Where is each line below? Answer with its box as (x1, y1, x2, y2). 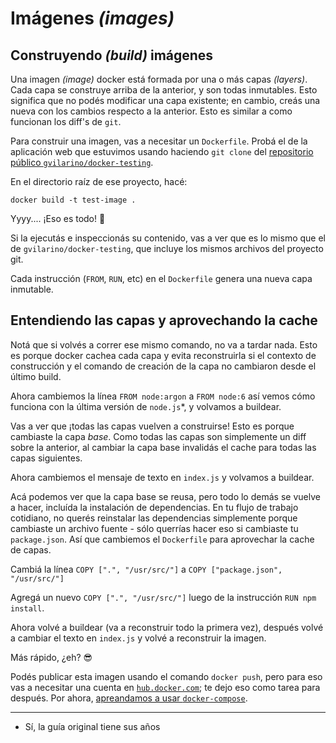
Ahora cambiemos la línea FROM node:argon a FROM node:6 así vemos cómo (10, 390, 316, 402)
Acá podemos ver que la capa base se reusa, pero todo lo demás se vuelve (10, 490, 321, 502)
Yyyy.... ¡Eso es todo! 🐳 (10, 213, 106, 224)
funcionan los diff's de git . (10, 116, 122, 127)
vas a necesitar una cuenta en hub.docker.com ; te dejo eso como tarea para (10, 681, 321, 693)
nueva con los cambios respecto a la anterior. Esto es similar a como (10, 105, 293, 117)
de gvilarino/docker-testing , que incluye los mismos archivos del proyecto (10, 243, 324, 254)
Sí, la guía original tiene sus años (24, 720, 161, 732)
